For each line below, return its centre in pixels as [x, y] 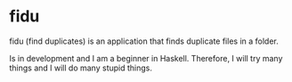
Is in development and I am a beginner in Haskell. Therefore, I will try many [146, 58]
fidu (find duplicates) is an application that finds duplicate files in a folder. [144, 41]
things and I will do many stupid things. [81, 68]
